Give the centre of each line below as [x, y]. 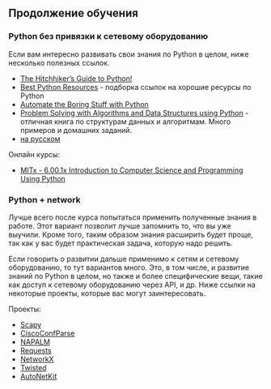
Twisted [33, 367]
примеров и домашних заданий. [76, 130]
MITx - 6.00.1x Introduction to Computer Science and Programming [131, 170]
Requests [36, 350]
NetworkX [37, 359]
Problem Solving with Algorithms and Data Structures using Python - [134, 113]
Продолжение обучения [74, 13]
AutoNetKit [38, 376]
